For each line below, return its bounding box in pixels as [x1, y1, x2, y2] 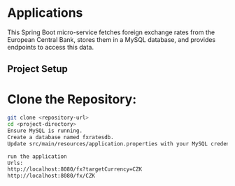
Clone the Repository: [7, 91, 137, 107]
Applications [7, 5, 83, 21]
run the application [7, 152, 68, 160]
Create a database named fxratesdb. [7, 134, 114, 141]
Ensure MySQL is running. [7, 127, 83, 134]
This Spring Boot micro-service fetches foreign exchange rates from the [7, 28, 215, 36]
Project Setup [7, 63, 69, 75]
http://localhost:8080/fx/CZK [7, 173, 96, 180]
